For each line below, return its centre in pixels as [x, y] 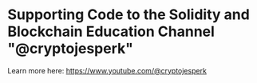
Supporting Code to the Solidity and [129, 15]
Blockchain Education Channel [111, 32]
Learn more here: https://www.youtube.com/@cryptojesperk [107, 70]
